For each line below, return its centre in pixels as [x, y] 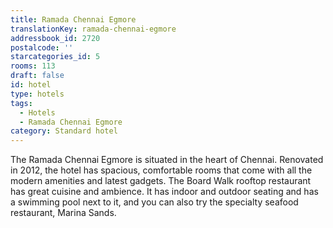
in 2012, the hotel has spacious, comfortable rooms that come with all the [161, 170]
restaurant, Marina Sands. [63, 213]
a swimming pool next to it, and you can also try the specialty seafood [154, 202]
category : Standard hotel [64, 131]
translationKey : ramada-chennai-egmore [93, 29]
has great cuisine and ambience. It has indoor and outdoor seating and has [164, 192]
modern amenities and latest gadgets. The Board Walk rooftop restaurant [161, 181]
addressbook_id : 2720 [55, 38]
